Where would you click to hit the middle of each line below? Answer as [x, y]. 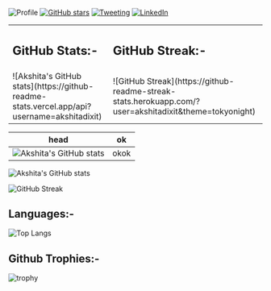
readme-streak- [144, 91]
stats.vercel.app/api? [52, 106]
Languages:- [42, 214]
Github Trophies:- [54, 258]
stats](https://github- [53, 86]
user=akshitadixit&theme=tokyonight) [184, 111]
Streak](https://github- [190, 81]
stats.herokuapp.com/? [156, 101]
